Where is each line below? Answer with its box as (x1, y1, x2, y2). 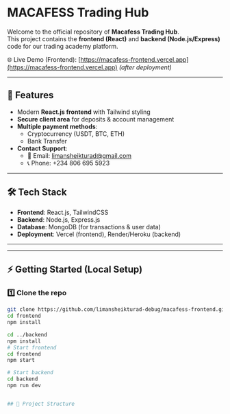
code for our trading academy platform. (7, 42, 118, 50)
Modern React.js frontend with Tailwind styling (16, 108, 151, 116)
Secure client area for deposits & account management (16, 115, 175, 123)
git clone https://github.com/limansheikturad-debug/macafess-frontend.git (7, 306, 228, 313)
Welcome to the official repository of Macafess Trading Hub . (7, 27, 179, 36)
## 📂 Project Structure (7, 400, 75, 407)
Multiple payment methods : (16, 122, 98, 130)
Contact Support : (16, 144, 68, 152)
